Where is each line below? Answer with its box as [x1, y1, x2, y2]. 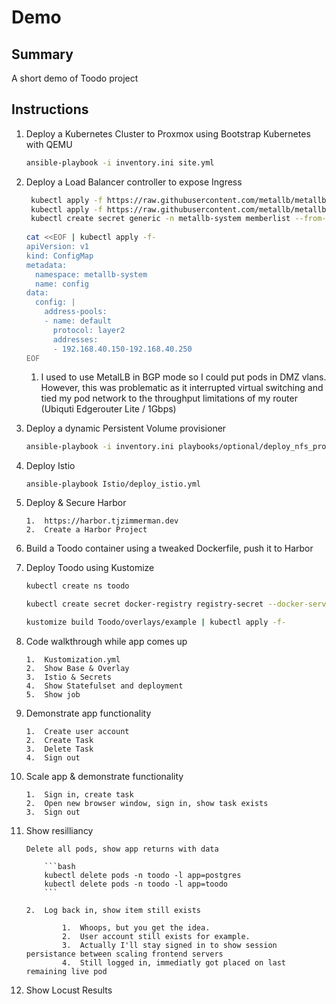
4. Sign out [25, 752, 81, 763]
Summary [11, 46, 74, 63]
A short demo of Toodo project [11, 72, 139, 84]
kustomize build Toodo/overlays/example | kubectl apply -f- [25, 617, 287, 628]
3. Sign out [25, 807, 81, 817]
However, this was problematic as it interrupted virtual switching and [40, 382, 324, 394]
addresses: [52, 334, 99, 345]
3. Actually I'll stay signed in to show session [62, 940, 278, 950]
